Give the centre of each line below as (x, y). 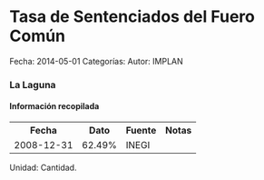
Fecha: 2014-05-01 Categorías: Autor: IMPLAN (96, 61)
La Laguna (33, 85)
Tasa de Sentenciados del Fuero (132, 17)
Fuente (141, 131)
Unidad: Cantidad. (43, 168)
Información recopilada (54, 106)
